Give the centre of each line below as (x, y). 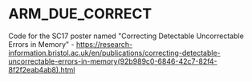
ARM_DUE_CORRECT (80, 14)
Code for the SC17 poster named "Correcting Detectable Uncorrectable (126, 36)
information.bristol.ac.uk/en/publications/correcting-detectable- (114, 53)
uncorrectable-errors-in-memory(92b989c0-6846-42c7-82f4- (113, 61)
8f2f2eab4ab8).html (42, 69)
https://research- (104, 44)
